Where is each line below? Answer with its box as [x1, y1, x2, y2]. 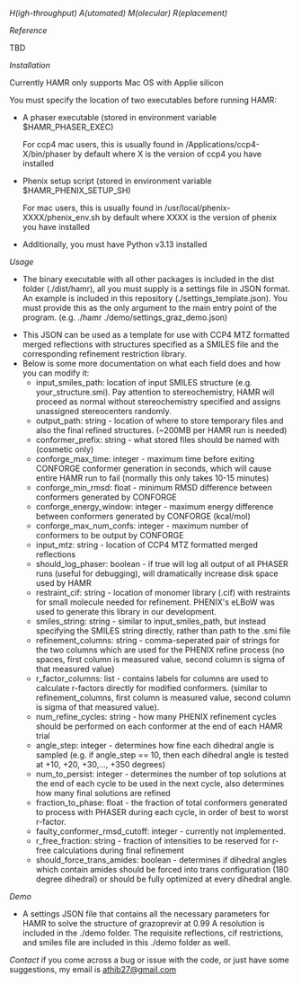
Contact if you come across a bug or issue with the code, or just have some [9, 954, 290, 965]
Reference [9, 25, 48, 35]
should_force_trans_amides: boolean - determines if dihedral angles [35, 855, 288, 865]
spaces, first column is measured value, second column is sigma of [35, 654, 286, 664]
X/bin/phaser [22, 148, 72, 159]
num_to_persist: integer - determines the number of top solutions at [35, 768, 287, 779]
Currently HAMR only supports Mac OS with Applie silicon [9, 77, 224, 88]
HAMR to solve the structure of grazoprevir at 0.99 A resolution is [22, 918, 265, 928]
